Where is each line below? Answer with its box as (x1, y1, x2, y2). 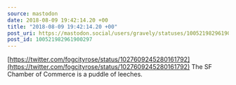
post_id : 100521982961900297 (7, 36, 93, 43)
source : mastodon (7, 10, 58, 17)
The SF (191, 63, 213, 71)
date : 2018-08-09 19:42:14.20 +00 (7, 17, 109, 24)
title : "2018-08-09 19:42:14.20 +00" (7, 23, 118, 30)
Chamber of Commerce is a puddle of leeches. (7, 70, 143, 79)
